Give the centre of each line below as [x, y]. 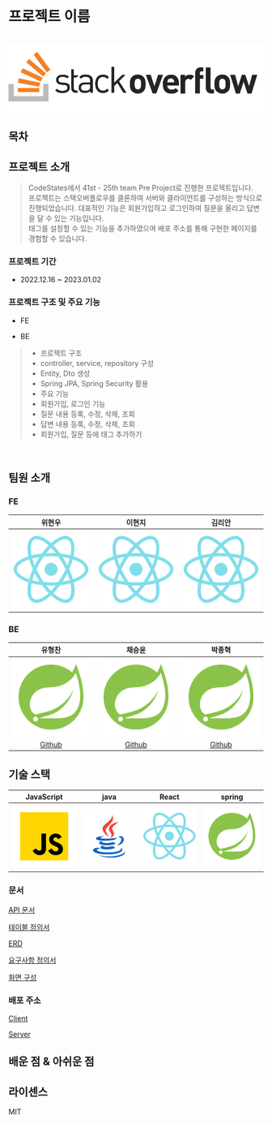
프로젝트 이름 [49, 17]
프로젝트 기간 [32, 261]
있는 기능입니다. [79, 218]
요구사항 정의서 [32, 960]
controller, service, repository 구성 [97, 363]
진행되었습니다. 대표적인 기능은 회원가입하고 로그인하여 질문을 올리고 [136, 209]
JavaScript [44, 797]
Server [19, 1034]
